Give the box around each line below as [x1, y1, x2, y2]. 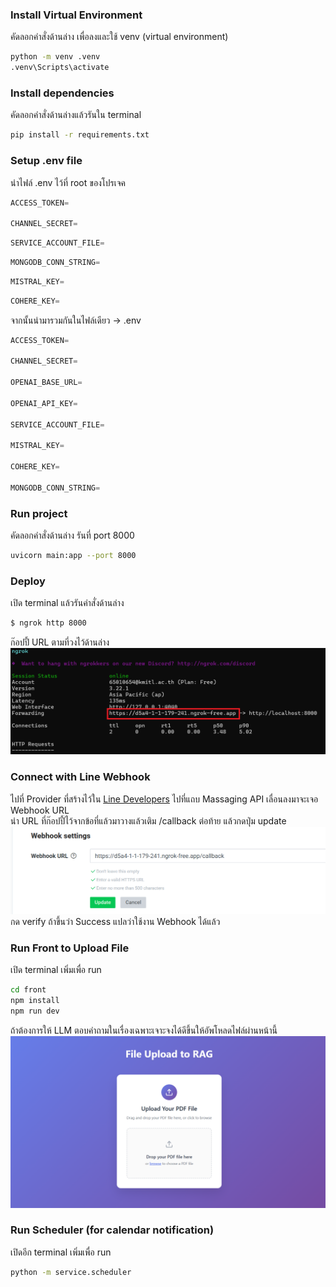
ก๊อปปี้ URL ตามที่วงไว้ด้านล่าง [10, 636, 110, 648]
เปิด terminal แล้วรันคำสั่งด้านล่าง [10, 597, 125, 609]
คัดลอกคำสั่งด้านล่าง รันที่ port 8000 [10, 529, 135, 542]
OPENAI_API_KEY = [10, 398, 78, 408]
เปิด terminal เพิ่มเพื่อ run [10, 964, 102, 976]
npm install [10, 996, 60, 1006]
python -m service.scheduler [10, 1267, 132, 1277]
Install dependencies [10, 86, 115, 100]
